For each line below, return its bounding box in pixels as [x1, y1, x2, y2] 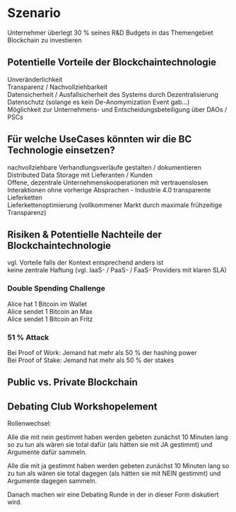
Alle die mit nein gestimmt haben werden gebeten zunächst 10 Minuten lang [7, 433, 228, 441]
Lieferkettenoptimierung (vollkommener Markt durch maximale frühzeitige [7, 200, 223, 209]
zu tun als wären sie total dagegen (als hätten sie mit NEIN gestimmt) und [7, 469, 221, 478]
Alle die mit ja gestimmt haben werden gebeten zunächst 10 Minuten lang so [7, 462, 230, 470]
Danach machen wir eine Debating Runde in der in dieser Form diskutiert [7, 490, 219, 499]
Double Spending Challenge [7, 284, 106, 293]
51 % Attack [7, 332, 49, 342]
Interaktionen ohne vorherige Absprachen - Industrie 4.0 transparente [7, 185, 211, 194]
